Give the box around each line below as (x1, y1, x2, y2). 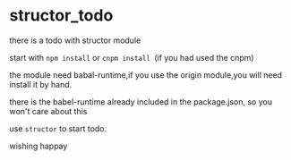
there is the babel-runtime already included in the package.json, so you (9, 96, 273, 107)
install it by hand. (9, 79, 73, 89)
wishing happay (9, 140, 68, 151)
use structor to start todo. (9, 122, 107, 134)
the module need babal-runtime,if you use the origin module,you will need (9, 69, 283, 80)
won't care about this (9, 105, 88, 116)
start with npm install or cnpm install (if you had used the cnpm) (9, 52, 254, 63)
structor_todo (9, 5, 114, 26)
